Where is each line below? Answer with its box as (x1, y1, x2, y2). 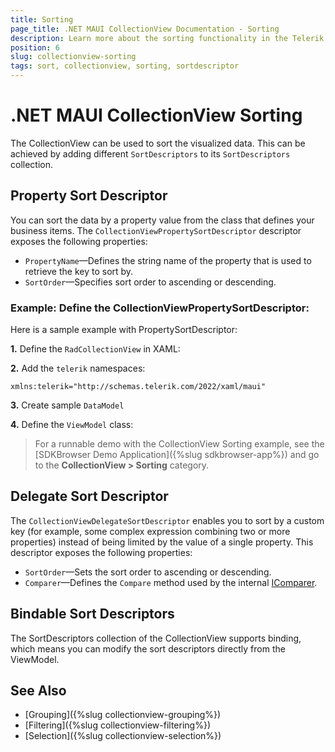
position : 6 (10, 42, 60, 53)
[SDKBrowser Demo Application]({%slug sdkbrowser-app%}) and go (34, 449, 320, 461)
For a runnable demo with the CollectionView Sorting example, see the (34, 438, 325, 450)
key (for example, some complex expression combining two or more (10, 525, 291, 537)
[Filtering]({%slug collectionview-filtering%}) (24, 719, 212, 731)
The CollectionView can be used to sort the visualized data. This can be (10, 137, 306, 149)
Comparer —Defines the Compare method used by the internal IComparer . (24, 576, 318, 588)
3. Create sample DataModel (10, 399, 125, 411)
